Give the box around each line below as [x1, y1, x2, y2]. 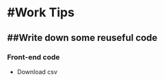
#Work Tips [7, 5, 75, 20]
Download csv [16, 67, 58, 76]
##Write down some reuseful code [7, 32, 158, 44]
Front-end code [7, 52, 60, 62]
